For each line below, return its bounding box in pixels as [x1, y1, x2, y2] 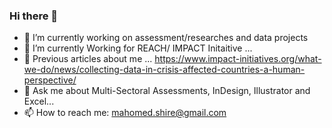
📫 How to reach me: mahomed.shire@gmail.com [23, 107, 227, 119]
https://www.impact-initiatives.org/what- [154, 53, 322, 65]
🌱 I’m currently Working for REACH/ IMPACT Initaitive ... [23, 42, 253, 54]
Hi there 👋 [9, 9, 59, 23]
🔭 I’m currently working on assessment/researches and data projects [23, 32, 309, 44]
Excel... [23, 95, 55, 108]
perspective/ [23, 74, 77, 86]
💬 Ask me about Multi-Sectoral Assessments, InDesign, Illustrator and [23, 85, 311, 97]
